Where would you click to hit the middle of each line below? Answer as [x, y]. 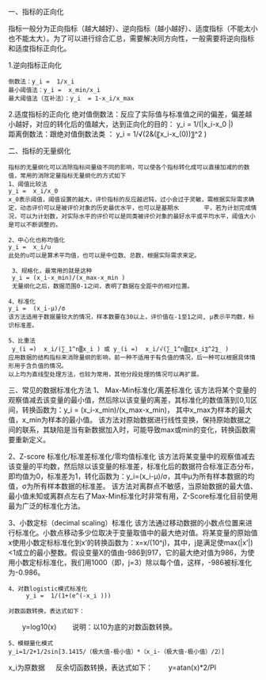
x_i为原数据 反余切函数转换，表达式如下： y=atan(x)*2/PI [112, 667]
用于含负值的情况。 [40, 366]
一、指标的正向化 [36, 11]
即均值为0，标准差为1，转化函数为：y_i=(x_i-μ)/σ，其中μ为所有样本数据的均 [131, 476]
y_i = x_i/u [30, 247]
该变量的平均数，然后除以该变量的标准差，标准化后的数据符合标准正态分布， [133, 466]
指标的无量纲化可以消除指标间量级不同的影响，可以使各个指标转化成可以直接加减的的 [126, 167]
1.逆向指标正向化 [35, 65]
